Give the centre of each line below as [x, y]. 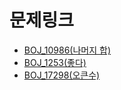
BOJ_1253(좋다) [55, 62]
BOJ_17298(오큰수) [62, 75]
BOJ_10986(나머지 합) [67, 50]
